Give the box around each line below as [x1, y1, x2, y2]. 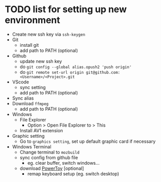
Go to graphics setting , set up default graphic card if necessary [19, 138, 156, 144]
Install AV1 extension [19, 127, 63, 133]
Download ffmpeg [12, 100, 49, 106]
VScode [12, 79, 29, 85]
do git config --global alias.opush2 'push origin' [19, 64, 132, 70]
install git [19, 42, 39, 48]
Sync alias [12, 95, 34, 101]
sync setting [19, 84, 46, 90]
